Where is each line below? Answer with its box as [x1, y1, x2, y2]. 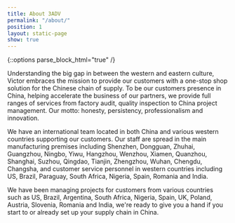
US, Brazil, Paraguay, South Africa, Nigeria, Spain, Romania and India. [7, 173, 208, 181]
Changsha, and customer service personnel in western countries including [7, 165, 223, 173]
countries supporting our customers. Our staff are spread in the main [7, 135, 207, 144]
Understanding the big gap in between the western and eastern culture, [7, 69, 215, 78]
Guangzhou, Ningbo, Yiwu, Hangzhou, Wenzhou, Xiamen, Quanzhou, [7, 150, 208, 158]
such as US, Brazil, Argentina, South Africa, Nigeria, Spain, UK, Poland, [7, 194, 213, 202]
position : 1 [7, 23, 42, 30]
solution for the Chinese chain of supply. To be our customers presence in [7, 84, 222, 93]
